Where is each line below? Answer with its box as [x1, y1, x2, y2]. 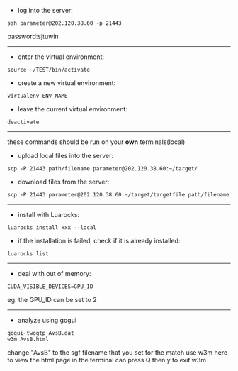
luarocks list [7, 250, 50, 258]
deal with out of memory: [17, 270, 91, 277]
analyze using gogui [17, 316, 76, 324]
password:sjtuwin [7, 32, 59, 40]
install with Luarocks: [17, 211, 80, 218]
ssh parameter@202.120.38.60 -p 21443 [7, 20, 122, 27]
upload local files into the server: [17, 152, 113, 160]
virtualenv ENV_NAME [7, 92, 69, 99]
